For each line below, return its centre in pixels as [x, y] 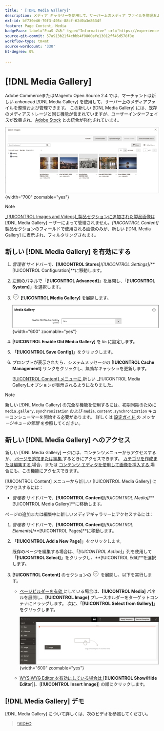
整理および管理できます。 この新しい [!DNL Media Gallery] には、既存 [88, 108]
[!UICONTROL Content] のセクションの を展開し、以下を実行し [80, 575]
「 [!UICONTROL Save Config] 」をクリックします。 [64, 352]
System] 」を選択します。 [38, 287]
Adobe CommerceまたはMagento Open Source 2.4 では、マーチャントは [78, 96]
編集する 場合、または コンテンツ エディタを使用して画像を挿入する [82, 465]
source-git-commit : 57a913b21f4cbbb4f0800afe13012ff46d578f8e [70, 36]
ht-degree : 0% [20, 51]
